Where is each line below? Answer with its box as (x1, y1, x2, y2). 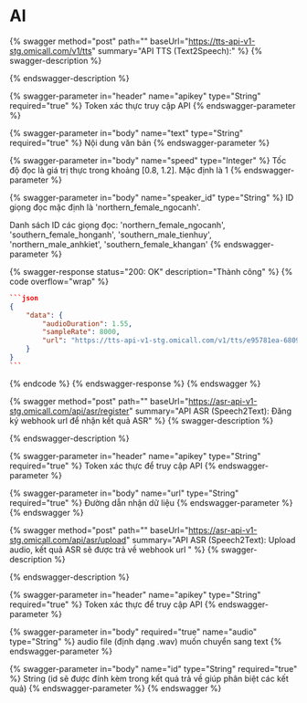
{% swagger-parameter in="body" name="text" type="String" (9, 127, 244, 138)
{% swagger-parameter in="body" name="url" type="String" (9, 488, 239, 498)
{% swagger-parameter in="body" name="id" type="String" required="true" (9, 663, 298, 674)
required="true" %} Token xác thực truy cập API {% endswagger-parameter (9, 100, 296, 110)
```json (9, 293, 39, 302)
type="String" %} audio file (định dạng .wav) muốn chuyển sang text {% (9, 635, 282, 646)
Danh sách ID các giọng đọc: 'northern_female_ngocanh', (9, 219, 226, 230)
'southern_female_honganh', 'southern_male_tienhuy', (9, 229, 212, 240)
